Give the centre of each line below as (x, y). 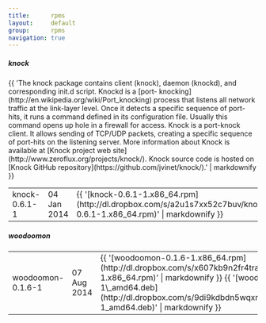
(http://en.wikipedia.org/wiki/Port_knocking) (80, 100)
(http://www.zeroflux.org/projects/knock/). (78, 159)
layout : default (42, 23)
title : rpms (37, 15)
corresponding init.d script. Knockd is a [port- (83, 91)
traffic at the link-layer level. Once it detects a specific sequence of (118, 109)
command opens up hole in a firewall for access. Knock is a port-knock (124, 125)
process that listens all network (204, 100)
